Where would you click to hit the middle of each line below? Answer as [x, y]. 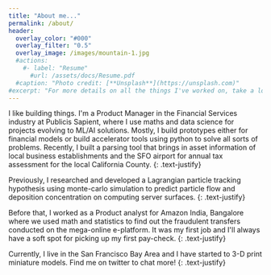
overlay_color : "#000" [54, 38]
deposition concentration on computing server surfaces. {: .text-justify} [127, 197]
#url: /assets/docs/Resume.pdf [82, 76]
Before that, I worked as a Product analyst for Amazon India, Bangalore [126, 213]
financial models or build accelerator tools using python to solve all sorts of [133, 139]
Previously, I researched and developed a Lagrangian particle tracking [125, 180]
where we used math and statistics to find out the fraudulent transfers [124, 221]
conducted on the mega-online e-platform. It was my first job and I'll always [134, 230]
